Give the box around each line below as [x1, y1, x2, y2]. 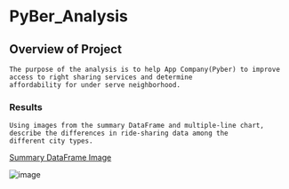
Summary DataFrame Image [9, 153, 112, 163]
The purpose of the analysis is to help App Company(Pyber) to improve [9, 65, 280, 74]
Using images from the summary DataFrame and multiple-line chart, [9, 122, 265, 130]
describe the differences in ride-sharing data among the [9, 129, 229, 138]
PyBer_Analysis [9, 6, 129, 27]
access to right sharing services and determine [9, 73, 193, 82]
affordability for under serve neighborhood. [9, 81, 181, 90]
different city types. [9, 137, 93, 146]
